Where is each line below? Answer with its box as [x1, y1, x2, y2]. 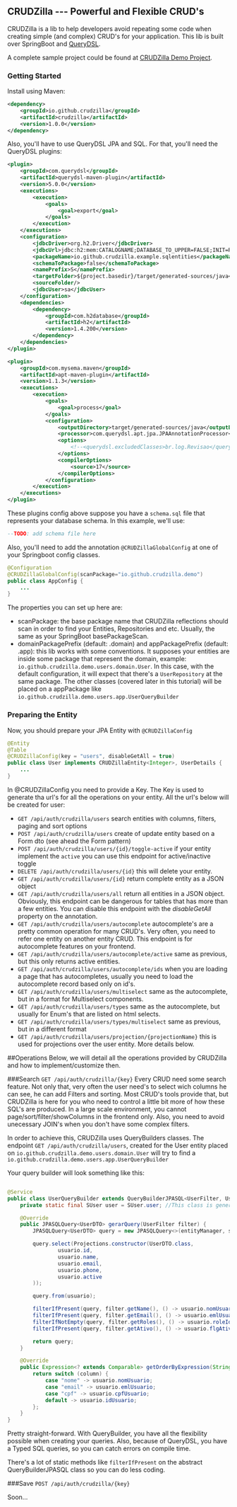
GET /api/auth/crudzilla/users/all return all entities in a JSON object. [17, 889, 225, 898]
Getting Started [7, 71, 61, 81]
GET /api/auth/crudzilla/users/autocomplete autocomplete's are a [17, 919, 214, 928]
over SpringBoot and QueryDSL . [7, 39, 101, 48]
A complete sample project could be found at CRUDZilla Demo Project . [7, 53, 213, 62]
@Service [7, 1188, 33, 1196]
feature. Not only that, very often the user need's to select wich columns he [7, 1082, 227, 1091]
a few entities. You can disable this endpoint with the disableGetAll [17, 904, 212, 912]
